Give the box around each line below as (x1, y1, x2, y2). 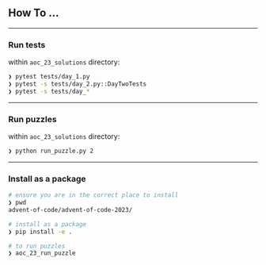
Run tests (8, 39, 46, 50)
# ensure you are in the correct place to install (8, 191, 179, 199)
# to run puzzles (8, 242, 66, 250)
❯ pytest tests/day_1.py (8, 73, 90, 81)
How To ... (8, 6, 59, 20)
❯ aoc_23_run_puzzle (8, 249, 77, 257)
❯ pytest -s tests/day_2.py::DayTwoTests (8, 79, 147, 88)
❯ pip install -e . (8, 228, 73, 236)
